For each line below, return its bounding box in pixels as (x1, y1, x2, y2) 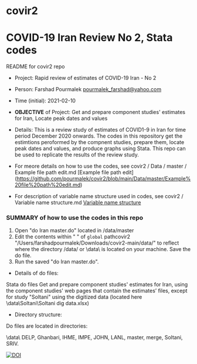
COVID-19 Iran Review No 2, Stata (6, 31, 173, 45)
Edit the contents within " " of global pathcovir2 (14, 233, 131, 241)
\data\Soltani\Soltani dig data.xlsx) (6, 300, 90, 307)
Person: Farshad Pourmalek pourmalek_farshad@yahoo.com (14, 86, 162, 93)
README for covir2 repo (6, 63, 65, 70)
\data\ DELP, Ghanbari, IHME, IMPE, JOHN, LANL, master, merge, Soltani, (6, 334, 183, 341)
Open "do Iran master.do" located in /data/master (14, 227, 134, 234)
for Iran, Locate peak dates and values (14, 115, 108, 122)
